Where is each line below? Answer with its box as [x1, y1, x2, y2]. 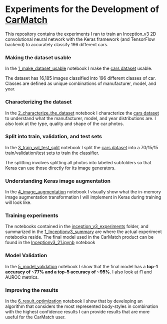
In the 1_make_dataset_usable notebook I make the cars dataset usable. [5, 65, 152, 71]
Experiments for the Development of [5, 4, 159, 15]
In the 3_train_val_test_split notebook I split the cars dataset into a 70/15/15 [5, 144, 158, 150]
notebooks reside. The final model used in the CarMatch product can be [5, 234, 154, 240]
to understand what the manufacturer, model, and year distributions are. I [5, 115, 156, 121]
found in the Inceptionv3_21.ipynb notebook [5, 240, 95, 246]
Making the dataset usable [5, 54, 71, 61]
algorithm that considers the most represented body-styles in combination [5, 303, 158, 309]
